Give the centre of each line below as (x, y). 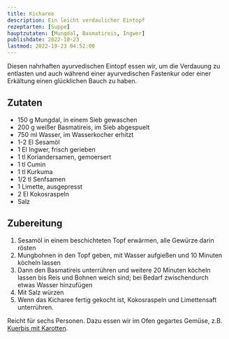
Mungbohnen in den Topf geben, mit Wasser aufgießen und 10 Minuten (120, 255)
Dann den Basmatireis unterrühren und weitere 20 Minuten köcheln (114, 270)
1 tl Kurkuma (35, 171)
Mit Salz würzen (40, 292)
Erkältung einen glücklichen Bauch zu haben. (72, 81)
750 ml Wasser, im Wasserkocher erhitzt (75, 134)
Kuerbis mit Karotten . (38, 328)
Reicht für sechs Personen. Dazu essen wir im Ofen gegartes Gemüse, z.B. (115, 320)
